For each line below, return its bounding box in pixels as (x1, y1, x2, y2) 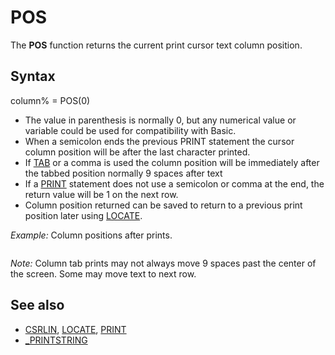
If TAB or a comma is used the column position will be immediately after (24, 156, 320, 168)
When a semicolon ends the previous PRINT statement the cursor (24, 135, 295, 147)
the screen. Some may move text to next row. (10, 267, 197, 280)
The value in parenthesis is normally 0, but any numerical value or (24, 114, 297, 126)
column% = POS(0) (10, 94, 91, 106)
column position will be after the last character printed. (24, 146, 251, 158)
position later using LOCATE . (24, 209, 143, 221)
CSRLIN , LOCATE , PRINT (24, 323, 127, 335)
